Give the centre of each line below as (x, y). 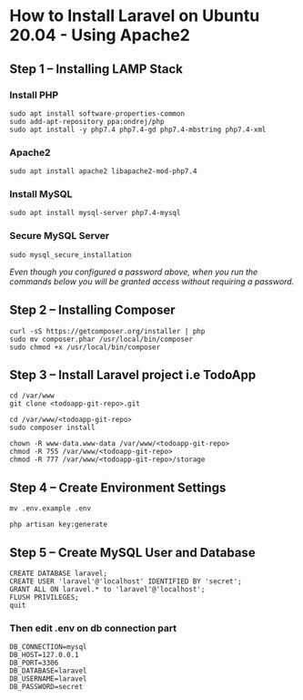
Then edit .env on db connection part (93, 628)
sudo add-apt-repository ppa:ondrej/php (87, 121)
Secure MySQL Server (60, 236)
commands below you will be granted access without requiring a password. (152, 281)
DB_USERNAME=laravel (49, 679)
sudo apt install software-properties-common (97, 113)
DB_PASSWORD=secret (46, 687)
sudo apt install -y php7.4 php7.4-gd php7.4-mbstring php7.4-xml (138, 129)
